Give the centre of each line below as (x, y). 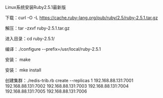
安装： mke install (23, 70)
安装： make (18, 60)
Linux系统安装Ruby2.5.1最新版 (35, 7)
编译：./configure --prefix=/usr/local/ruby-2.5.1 (53, 49)
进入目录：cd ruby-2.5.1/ (30, 39)
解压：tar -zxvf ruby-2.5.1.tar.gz (37, 28)
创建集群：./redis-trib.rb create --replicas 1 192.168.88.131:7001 (69, 81)
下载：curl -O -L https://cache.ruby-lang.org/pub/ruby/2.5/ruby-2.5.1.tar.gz (81, 18)
